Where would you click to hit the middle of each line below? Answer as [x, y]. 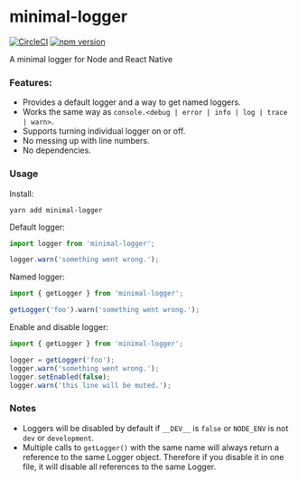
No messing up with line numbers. [86, 141]
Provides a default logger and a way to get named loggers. [131, 102]
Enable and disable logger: [59, 327]
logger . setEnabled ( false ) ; [60, 377]
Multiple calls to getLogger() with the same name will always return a [151, 447]
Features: [31, 82]
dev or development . [58, 438]
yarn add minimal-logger [56, 210]
